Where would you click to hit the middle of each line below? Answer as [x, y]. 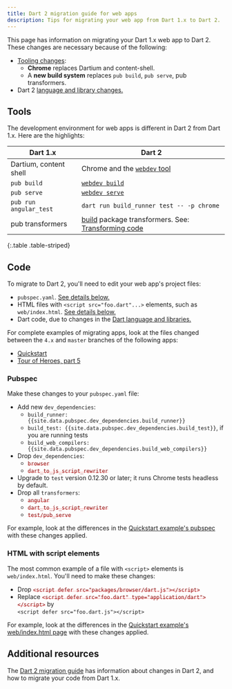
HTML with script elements [54, 553]
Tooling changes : [42, 60]
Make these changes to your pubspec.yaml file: [73, 394]
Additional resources [53, 654]
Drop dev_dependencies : [51, 456]
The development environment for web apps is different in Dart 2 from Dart [114, 128]
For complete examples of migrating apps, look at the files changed [103, 333]
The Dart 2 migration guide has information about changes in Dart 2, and [110, 670]
